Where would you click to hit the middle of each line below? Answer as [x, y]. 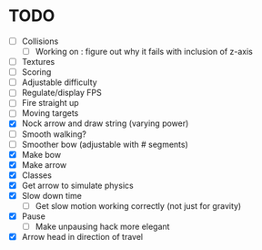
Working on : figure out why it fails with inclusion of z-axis [144, 52]
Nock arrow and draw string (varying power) [105, 123]
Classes [36, 175]
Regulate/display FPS [61, 93]
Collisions [40, 41]
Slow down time [52, 195]
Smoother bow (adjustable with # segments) [105, 144]
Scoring [36, 72]
